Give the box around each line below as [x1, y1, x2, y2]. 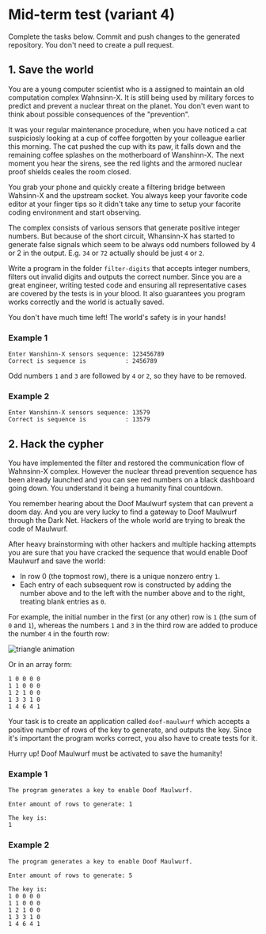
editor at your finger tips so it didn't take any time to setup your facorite [8, 199, 241, 208]
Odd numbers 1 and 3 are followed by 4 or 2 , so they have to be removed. [8, 371, 247, 381]
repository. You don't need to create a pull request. [8, 40, 174, 49]
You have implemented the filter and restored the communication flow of [8, 458, 245, 468]
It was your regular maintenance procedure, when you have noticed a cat [8, 124, 247, 134]
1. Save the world [8, 63, 94, 77]
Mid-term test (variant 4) [8, 6, 176, 24]
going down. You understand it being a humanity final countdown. [8, 483, 223, 493]
